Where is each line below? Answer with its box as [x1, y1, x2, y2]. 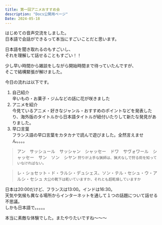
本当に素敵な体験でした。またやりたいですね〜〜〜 [5, 215, 107, 221]
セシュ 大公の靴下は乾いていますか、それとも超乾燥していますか [30, 176, 141, 182]
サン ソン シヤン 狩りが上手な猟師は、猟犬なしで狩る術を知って [38, 155, 157, 160]
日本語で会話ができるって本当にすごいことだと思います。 [5, 36, 119, 42]
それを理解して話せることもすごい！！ [5, 52, 81, 58]
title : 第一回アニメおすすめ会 [5, 7, 60, 12]
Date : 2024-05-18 [5, 16, 40, 21]
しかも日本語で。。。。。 [5, 205, 48, 210]
